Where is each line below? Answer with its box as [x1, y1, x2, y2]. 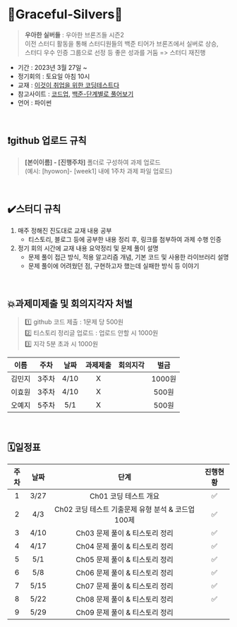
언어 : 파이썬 [17, 98, 52, 106]
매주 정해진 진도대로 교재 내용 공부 [17, 226, 112, 235]
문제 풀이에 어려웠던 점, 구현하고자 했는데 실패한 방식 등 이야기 [28, 261, 200, 270]
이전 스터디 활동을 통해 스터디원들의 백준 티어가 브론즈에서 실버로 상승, [24, 39, 219, 48]
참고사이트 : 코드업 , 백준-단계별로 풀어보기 [17, 90, 134, 98]
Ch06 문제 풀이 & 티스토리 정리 [75, 568, 174, 578]
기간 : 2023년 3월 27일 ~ [17, 63, 87, 71]
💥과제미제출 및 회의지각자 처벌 [7, 298, 133, 310]
